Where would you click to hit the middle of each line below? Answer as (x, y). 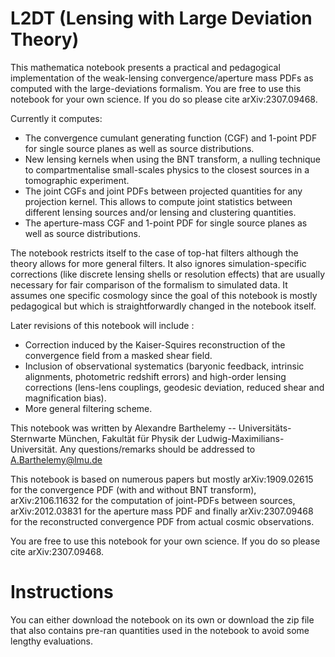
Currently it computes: (56, 118)
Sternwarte (33, 438)
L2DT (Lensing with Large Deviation (161, 18)
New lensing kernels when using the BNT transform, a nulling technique (172, 159)
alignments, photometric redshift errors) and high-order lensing (155, 376)
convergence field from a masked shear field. (118, 355)
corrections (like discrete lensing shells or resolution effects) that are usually (168, 274)
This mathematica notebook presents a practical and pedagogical (145, 67)
